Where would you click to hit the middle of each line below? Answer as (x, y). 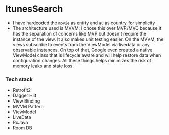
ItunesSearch (34, 9)
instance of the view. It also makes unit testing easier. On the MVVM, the (88, 39)
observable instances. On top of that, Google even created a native (82, 50)
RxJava (20, 123)
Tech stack (19, 79)
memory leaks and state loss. (43, 66)
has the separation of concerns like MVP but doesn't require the (79, 33)
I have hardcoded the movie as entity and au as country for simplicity (84, 23)
